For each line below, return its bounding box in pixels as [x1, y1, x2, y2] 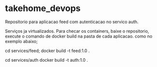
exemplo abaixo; [5, 38, 38, 44]
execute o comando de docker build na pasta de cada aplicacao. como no [5, 33, 153, 39]
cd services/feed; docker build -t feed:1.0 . [5, 48, 90, 54]
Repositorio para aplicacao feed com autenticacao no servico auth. [5, 19, 139, 25]
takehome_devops [5, 3, 81, 14]
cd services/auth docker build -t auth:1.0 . [5, 57, 88, 63]
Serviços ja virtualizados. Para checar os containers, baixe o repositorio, [5, 28, 149, 34]
